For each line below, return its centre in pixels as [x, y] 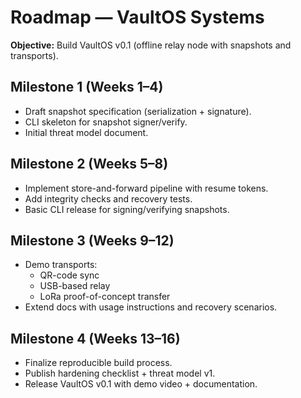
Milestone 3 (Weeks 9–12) [92, 240]
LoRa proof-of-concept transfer [105, 297]
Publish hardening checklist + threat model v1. [120, 373]
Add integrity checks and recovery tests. [108, 198]
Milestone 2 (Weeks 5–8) [89, 164]
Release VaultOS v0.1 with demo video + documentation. [141, 384]
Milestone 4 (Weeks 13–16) [95, 338]
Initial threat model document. [86, 132]
